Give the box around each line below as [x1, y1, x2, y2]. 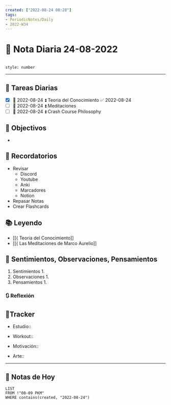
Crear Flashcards [12, 203, 49, 209]
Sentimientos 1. [12, 268, 45, 275]
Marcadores [20, 187, 46, 193]
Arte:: [12, 353, 24, 359]
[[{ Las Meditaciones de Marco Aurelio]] [12, 240, 97, 246]
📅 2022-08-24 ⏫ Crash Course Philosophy [12, 109, 101, 115]
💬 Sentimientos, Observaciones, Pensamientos [5, 255, 158, 264]
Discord [20, 171, 37, 177]
